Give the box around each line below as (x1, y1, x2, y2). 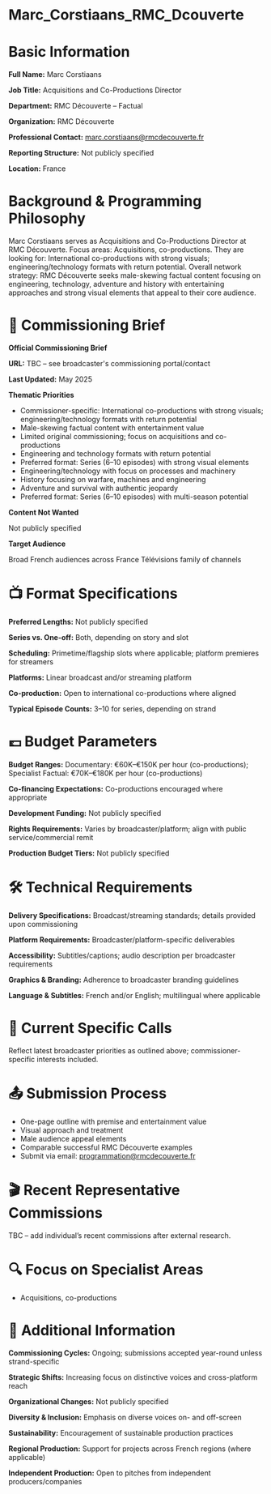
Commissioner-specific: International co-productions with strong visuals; (19, 406, 264, 415)
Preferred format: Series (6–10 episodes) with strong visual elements (19, 458, 249, 467)
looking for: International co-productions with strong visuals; (8, 254, 210, 263)
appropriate (8, 792, 48, 802)
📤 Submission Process (8, 1084, 167, 1103)
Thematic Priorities (8, 391, 74, 399)
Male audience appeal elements (19, 1133, 127, 1143)
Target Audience (8, 539, 66, 549)
